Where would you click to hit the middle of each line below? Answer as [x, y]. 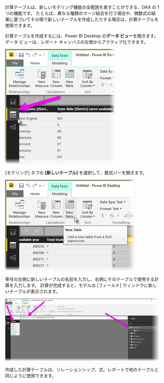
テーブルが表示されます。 [35, 291]
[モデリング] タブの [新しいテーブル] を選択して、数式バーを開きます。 [76, 173]
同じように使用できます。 [31, 376]
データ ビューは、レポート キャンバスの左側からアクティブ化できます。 [77, 42]
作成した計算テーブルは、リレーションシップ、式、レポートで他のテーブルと [82, 369]
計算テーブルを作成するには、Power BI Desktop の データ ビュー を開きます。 [82, 36]
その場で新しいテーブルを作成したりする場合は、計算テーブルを [95, 19]
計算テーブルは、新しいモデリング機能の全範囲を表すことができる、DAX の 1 [82, 7]
